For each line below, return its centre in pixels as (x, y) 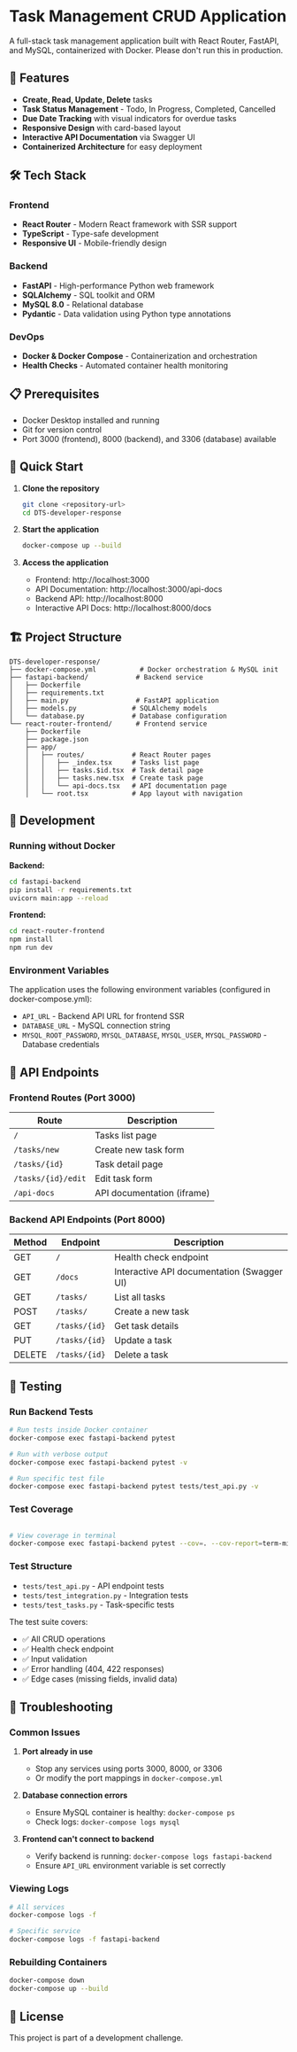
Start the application (61, 530)
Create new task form (139, 1150)
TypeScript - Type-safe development (90, 234)
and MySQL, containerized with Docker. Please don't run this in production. (146, 50)
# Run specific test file (57, 1478)
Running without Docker (62, 846)
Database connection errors (75, 1795)
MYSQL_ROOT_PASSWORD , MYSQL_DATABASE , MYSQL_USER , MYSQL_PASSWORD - (145, 1035)
